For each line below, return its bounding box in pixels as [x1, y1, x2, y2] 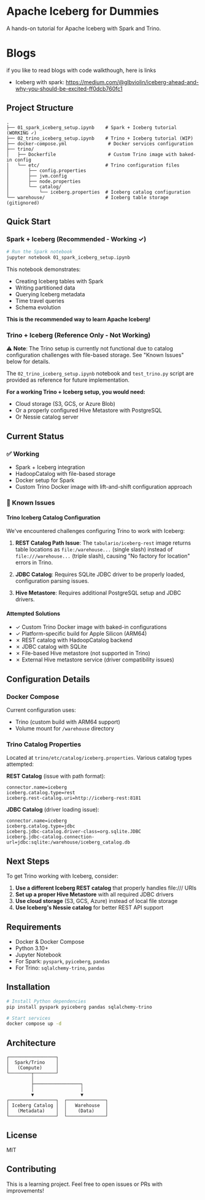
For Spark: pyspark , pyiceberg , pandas [15, 958, 110, 965]
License [6, 1130, 37, 1140]
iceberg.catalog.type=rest [6, 790, 75, 796]
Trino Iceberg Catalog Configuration [6, 513, 101, 521]
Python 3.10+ [15, 945, 49, 952]
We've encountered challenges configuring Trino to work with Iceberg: [6, 527, 185, 535]
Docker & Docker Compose [15, 938, 85, 945]
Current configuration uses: [6, 706, 77, 714]
